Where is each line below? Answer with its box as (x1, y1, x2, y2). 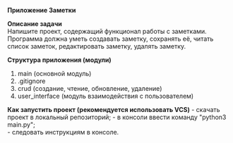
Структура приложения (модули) (7, 56, 112, 64)
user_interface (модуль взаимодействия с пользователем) (17, 92, 194, 100)
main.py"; (7, 120, 35, 129)
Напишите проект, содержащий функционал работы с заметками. (7, 27, 207, 35)
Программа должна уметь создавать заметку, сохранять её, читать (7, 35, 214, 43)
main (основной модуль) (17, 70, 92, 77)
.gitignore (17, 77, 46, 85)
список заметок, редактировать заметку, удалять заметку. (7, 42, 186, 50)
